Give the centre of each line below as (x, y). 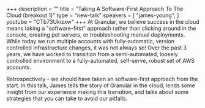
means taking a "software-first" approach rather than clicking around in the (101, 28)
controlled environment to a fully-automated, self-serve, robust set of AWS (100, 61)
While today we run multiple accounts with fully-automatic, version (90, 41)
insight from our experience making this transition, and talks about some (98, 92)
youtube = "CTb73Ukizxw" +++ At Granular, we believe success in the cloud (103, 22)
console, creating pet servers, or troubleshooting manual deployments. (96, 35)
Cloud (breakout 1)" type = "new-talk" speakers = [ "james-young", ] (93, 15)
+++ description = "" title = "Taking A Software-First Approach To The (95, 9)
